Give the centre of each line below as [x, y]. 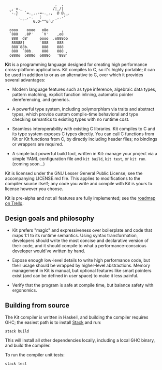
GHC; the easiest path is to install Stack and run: [53, 322]
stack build [17, 331]
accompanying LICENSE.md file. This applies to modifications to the [73, 178]
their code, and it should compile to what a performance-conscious [79, 245]
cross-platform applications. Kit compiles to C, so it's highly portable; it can [80, 70]
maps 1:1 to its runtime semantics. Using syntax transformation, [75, 235]
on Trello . [15, 203]
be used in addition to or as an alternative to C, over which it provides [74, 75]
